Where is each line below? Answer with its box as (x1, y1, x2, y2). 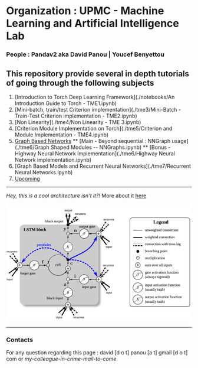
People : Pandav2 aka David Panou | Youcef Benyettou (6, 50, 165, 58)
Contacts (6, 336, 34, 344)
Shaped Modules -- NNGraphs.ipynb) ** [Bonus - (51, 144, 171, 151)
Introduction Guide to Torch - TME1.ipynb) (14, 99, 117, 107)
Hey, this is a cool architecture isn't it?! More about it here (6, 192, 147, 199)
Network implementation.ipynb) (14, 156, 92, 163)
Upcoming (14, 175, 40, 182)
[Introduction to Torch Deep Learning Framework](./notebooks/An (14, 93, 175, 100)
